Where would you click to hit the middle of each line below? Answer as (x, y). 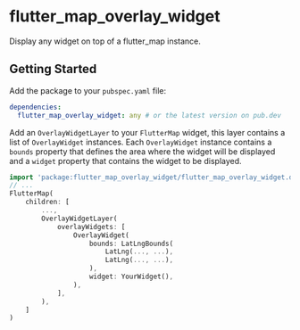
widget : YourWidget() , (131, 276)
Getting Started (53, 69)
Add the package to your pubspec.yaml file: (88, 90)
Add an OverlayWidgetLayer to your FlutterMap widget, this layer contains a (147, 132)
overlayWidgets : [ (91, 227)
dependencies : (36, 107)
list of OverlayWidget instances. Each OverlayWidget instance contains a (141, 142)
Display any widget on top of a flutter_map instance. (105, 41)
